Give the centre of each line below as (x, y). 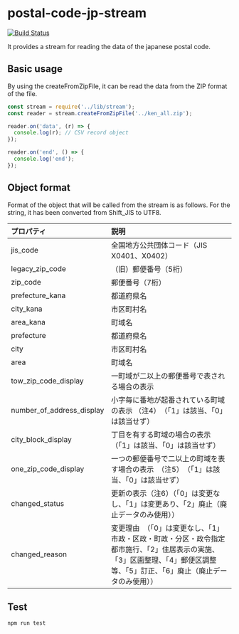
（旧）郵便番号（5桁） (149, 269)
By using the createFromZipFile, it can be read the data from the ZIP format (117, 86)
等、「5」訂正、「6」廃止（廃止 (162, 571)
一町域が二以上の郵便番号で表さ (165, 376)
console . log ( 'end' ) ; (44, 159)
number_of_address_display (58, 410)
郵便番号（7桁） (138, 282)
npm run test (27, 623)
